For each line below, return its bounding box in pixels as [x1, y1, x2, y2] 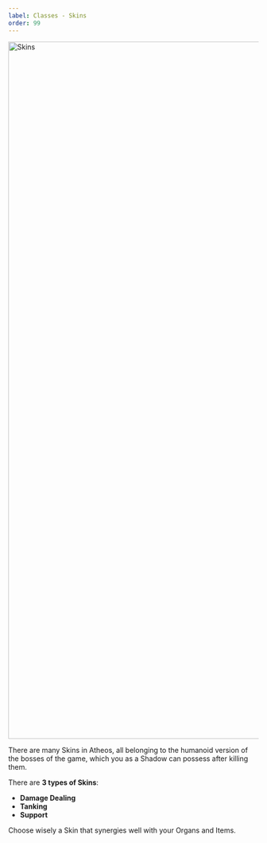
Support [19, 810, 48, 819]
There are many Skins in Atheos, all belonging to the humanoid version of [8, 745, 249, 755]
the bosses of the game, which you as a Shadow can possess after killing [8, 754, 249, 763]
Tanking [19, 802, 48, 811]
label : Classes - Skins [8, 11, 87, 20]
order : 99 [8, 19, 41, 27]
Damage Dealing [19, 793, 76, 802]
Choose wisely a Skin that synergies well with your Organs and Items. [8, 825, 236, 835]
